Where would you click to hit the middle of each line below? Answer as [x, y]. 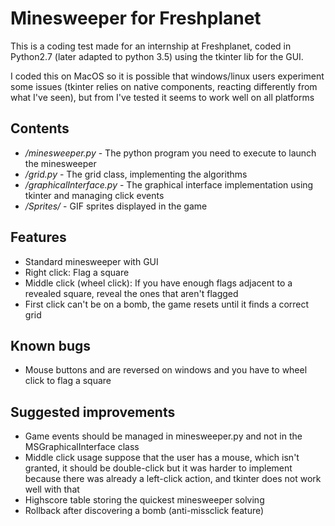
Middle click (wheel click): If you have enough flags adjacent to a [158, 283]
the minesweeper [60, 163]
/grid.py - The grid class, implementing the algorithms [136, 174]
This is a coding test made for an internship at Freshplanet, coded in [151, 46]
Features [38, 237]
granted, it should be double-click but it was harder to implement [158, 468]
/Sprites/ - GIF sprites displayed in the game [116, 206]
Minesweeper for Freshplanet [136, 18]
